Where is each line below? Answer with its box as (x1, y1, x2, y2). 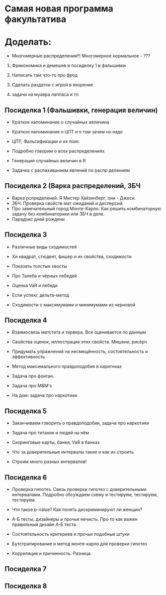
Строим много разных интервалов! (11, 459, 87, 465)
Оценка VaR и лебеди (11, 282, 58, 288)
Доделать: (4, 36, 52, 48)
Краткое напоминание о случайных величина (11, 119, 110, 125)
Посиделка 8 (4, 582, 47, 590)
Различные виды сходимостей (11, 243, 77, 249)
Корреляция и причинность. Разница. (11, 551, 92, 556)
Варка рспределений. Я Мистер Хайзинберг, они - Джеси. (11, 195, 136, 201)
